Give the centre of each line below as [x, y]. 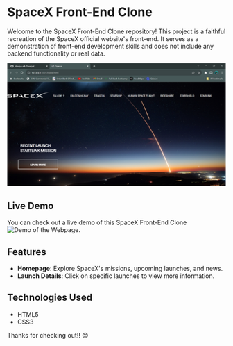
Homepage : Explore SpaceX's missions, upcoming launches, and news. [120, 269]
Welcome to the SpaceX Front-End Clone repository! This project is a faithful [116, 31]
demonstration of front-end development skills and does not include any [110, 46]
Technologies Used [50, 298]
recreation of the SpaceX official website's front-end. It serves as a [103, 38]
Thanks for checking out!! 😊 [48, 335]
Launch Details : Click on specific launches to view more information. [116, 276]
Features [27, 252]
